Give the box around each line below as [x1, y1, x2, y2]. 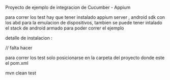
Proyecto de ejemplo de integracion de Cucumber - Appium [5, 5, 131, 10]
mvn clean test [5, 70, 37, 76]
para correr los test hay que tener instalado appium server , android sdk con [5, 14, 165, 20]
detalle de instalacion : [5, 35, 52, 41]
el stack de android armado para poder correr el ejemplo [5, 25, 124, 31]
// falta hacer [5, 45, 33, 50]
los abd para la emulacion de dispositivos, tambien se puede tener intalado [5, 20, 162, 25]
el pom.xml [5, 60, 29, 66]
